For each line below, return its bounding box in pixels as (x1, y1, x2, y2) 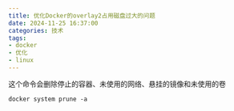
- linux (8, 57, 34, 65)
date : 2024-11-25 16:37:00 (8, 19, 99, 27)
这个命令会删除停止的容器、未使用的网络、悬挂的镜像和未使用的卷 (8, 79, 226, 89)
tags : (8, 34, 26, 42)
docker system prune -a (8, 95, 88, 103)
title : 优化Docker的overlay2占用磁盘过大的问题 (8, 11, 156, 20)
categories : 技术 (8, 26, 64, 34)
